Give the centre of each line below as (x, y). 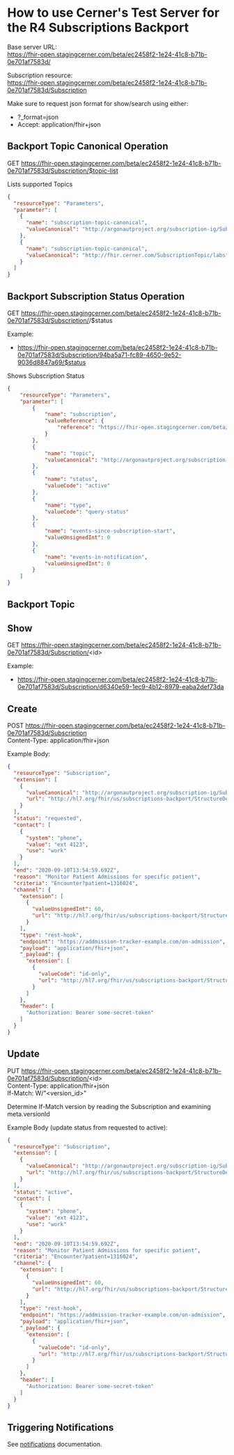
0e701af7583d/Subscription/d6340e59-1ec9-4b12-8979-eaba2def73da (120, 687)
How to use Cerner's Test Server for (114, 13)
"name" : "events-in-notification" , (96, 557)
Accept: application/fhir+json (59, 124)
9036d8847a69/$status (52, 362)
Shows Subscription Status (46, 376)
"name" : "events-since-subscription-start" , (110, 531)
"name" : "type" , (68, 505)
